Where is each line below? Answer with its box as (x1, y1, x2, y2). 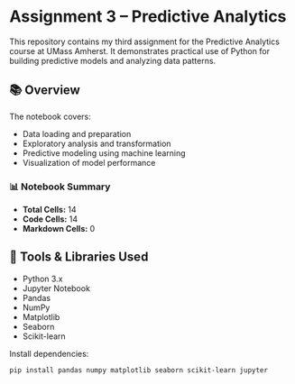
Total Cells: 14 (22, 205, 77, 215)
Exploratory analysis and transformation (22, 138, 171, 149)
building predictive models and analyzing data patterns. (9, 55, 217, 66)
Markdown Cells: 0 (22, 224, 96, 234)
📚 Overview (9, 83, 81, 98)
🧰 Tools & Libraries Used (9, 250, 149, 265)
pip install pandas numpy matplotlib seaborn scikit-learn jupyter (9, 365, 269, 375)
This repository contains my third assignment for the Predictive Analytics (9, 36, 280, 47)
